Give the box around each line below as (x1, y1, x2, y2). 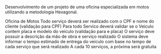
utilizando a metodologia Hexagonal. (5, 9, 78, 15)
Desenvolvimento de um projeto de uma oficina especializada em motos (5, 4, 149, 10)
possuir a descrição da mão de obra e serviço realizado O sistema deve (5, 33, 149, 39)
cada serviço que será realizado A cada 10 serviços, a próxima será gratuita (5, 44, 157, 49)
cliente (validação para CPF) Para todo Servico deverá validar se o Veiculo (5, 23, 154, 29)
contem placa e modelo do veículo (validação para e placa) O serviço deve (5, 29, 155, 34)
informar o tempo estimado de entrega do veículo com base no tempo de (5, 39, 151, 44)
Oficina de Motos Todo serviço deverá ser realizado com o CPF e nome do (5, 19, 154, 24)
